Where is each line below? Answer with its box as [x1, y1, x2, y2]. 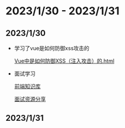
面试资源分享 [14, 96, 46, 102]
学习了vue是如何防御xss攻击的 [14, 45, 90, 51]
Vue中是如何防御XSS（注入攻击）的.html [14, 57, 114, 64]
